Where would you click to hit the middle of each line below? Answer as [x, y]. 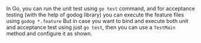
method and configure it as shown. [49, 34]
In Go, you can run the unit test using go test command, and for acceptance [100, 9]
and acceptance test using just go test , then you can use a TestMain [91, 27]
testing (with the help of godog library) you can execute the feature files [95, 15]
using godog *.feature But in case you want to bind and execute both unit [97, 21]
